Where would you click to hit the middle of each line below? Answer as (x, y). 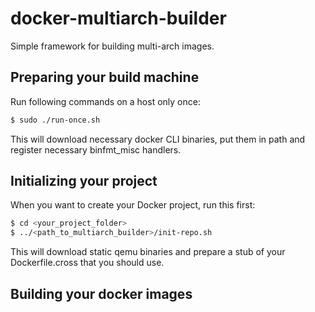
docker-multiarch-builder (118, 18)
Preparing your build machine (105, 77)
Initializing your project (84, 181)
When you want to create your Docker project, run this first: (133, 205)
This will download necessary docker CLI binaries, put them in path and (158, 139)
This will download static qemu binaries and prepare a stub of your (148, 252)
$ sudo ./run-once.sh (55, 120)
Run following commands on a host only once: (105, 101)
